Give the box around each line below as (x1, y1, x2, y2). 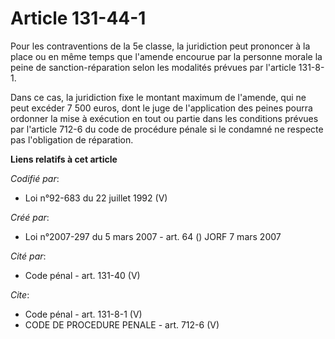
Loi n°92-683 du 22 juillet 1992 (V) (24, 192, 168, 204)
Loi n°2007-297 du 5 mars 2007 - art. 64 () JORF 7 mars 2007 (24, 230, 282, 242)
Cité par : (10, 250, 47, 262)
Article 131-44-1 (10, 7, 147, 30)
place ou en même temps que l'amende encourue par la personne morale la (10, 50, 323, 62)
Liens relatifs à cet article (10, 153, 118, 165)
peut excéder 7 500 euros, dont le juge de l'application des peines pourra (10, 102, 313, 114)
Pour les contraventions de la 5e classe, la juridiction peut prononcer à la (10, 40, 311, 52)
